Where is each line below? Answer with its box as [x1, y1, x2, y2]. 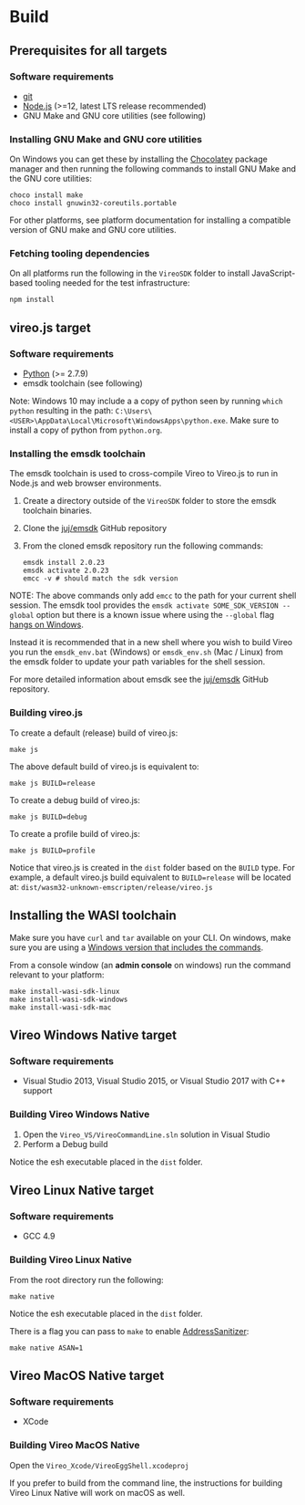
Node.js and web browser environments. [9, 477, 162, 489]
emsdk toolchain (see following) [22, 378, 143, 389]
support [22, 1085, 53, 1096]
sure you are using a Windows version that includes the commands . [9, 942, 264, 953]
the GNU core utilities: [9, 173, 93, 184]
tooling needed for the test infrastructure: [35, 277, 190, 288]
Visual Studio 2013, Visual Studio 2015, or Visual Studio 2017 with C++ [22, 1075, 287, 1087]
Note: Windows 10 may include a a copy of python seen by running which [9, 395, 284, 407]
